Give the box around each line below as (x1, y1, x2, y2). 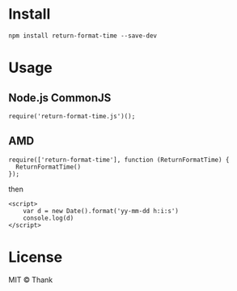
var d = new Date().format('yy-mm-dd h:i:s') (23, 207, 180, 215)
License (8, 248, 63, 266)
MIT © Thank (8, 275, 53, 285)
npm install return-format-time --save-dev (8, 32, 158, 40)
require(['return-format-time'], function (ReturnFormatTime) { (8, 156, 230, 164)
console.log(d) (23, 214, 74, 222)
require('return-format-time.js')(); (8, 112, 136, 120)
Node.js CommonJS (8, 91, 112, 105)
